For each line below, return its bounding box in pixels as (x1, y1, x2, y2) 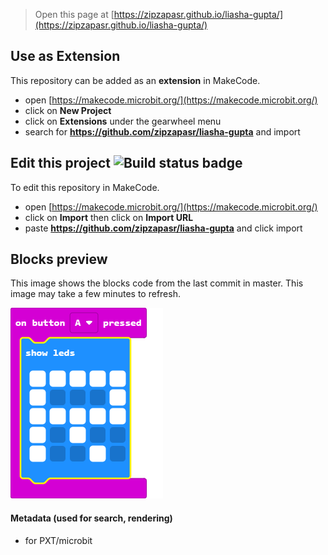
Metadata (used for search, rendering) (10, 512, 173, 524)
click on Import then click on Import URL (24, 211, 194, 223)
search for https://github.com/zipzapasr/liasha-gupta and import (24, 125, 301, 138)
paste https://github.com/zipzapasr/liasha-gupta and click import (24, 222, 303, 234)
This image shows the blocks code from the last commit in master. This (10, 277, 304, 289)
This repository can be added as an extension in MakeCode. (10, 74, 261, 86)
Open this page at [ (34, 9, 115, 20)
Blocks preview (10, 251, 108, 268)
